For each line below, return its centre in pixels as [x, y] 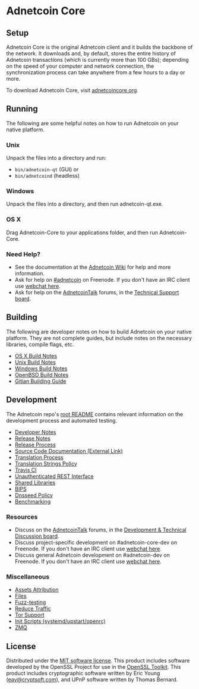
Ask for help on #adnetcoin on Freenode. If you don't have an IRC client [102, 280]
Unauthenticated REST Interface [54, 476]
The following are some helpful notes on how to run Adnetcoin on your [93, 123]
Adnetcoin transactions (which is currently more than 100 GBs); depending [97, 60]
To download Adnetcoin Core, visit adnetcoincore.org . [72, 90]
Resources [22, 517]
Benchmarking [33, 501]
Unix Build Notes [35, 362]
